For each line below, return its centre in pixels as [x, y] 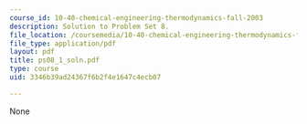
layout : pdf [32, 52]
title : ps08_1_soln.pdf [55, 60]
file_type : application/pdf [63, 43]
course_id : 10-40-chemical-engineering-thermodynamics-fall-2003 [136, 18]
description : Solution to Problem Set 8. [90, 26]
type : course [34, 69]
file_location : [38, 35]
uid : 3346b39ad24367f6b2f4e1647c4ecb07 [85, 77]
